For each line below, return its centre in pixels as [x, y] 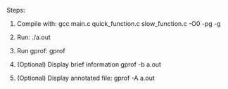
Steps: [16, 10]
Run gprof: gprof [41, 51]
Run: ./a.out [33, 37]
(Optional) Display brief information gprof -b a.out [89, 64]
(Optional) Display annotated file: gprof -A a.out [86, 78]
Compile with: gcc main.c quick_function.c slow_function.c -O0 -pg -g [119, 23]
